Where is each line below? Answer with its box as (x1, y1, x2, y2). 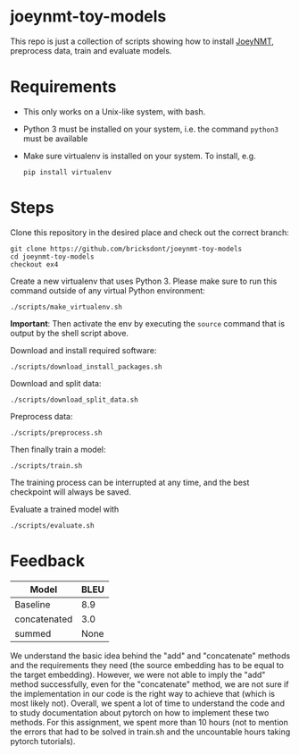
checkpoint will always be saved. (10, 486, 132, 497)
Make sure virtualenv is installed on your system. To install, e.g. (22, 150, 257, 161)
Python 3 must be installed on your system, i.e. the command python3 (22, 123, 279, 134)
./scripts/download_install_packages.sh (10, 362, 163, 371)
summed (14, 627, 52, 640)
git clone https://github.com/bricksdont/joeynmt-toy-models (10, 244, 243, 253)
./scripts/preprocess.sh (10, 428, 103, 437)
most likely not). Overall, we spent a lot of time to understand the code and (10, 698, 285, 708)
